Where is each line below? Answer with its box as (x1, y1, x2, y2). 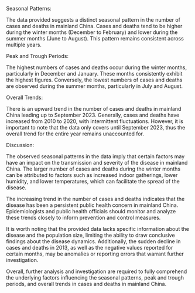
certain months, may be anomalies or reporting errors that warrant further (6, 250, 184, 257)
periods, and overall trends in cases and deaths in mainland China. (6, 281, 167, 287)
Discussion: (6, 142, 35, 148)
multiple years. (6, 41, 42, 48)
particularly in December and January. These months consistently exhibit (6, 70, 183, 77)
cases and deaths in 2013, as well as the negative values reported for (6, 244, 173, 251)
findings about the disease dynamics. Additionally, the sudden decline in (6, 238, 181, 245)
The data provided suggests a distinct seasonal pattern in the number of (6, 16, 180, 23)
